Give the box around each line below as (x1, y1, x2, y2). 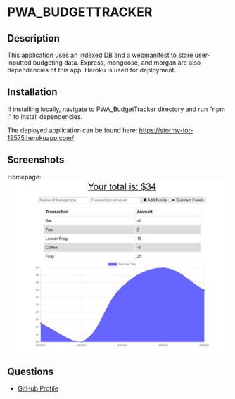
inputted (7, 58, 32, 67)
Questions (7, 365, 54, 377)
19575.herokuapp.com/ (7, 133, 75, 141)
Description (7, 32, 60, 44)
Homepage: (7, 172, 42, 181)
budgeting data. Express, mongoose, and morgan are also (32, 58, 201, 67)
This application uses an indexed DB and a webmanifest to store (7, 51, 193, 59)
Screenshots (7, 154, 65, 166)
